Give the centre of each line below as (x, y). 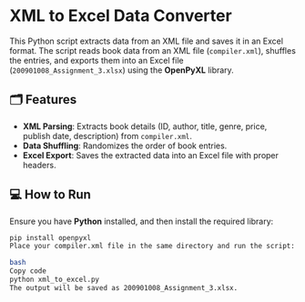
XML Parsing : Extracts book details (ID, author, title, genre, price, (145, 126)
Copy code (28, 271)
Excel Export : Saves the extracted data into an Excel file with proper (151, 155)
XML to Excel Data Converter (121, 16)
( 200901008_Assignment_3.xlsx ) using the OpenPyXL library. (122, 70)
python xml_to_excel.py (55, 280)
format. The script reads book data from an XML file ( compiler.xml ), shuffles (152, 50)
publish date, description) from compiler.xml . (107, 136)
